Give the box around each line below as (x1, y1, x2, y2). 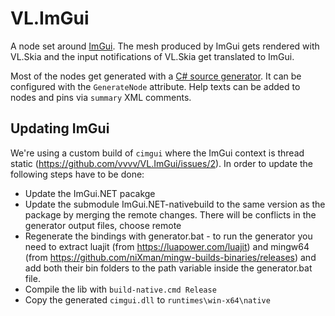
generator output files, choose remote (24, 219, 182, 231)
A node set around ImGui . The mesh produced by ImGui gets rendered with (10, 40, 320, 52)
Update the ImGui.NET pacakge (24, 187, 156, 199)
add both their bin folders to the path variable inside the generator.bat (24, 262, 313, 274)
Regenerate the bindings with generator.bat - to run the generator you (24, 230, 313, 242)
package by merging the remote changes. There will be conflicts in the (24, 208, 317, 221)
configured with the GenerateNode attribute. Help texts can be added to (10, 80, 301, 92)
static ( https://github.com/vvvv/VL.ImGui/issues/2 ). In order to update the (10, 157, 314, 169)
